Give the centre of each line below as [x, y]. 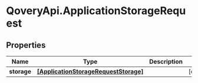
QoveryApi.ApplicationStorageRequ [96, 11]
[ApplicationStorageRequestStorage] [90, 72]
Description [166, 62]
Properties [26, 45]
